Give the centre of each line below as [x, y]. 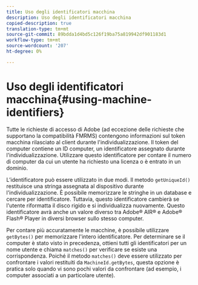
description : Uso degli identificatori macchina [69, 18]
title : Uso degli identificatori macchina [61, 12]
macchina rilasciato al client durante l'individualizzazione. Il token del [92, 142]
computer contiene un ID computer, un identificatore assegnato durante [96, 149]
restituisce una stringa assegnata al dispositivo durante [75, 186]
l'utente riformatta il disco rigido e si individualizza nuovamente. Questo [96, 205]
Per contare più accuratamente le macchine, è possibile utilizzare [88, 230]
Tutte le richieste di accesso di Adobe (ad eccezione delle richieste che [95, 129]
